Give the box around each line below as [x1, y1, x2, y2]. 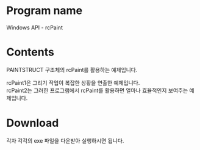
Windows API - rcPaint [6, 24, 63, 31]
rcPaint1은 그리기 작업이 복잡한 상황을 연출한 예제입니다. [6, 79, 140, 86]
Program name [6, 4, 83, 18]
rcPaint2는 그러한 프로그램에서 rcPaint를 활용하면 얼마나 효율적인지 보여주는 [6, 87, 188, 94]
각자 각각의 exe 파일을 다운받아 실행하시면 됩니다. [6, 137, 124, 144]
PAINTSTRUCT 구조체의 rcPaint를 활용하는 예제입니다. [6, 66, 138, 73]
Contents [6, 45, 55, 59]
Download [6, 116, 59, 130]
